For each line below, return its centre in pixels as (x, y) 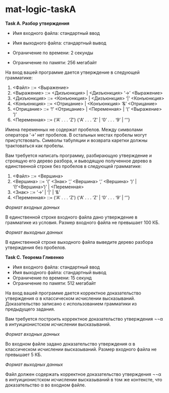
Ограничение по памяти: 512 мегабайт (54, 283)
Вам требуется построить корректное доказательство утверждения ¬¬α (84, 319)
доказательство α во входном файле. (46, 385)
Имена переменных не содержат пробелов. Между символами (74, 129)
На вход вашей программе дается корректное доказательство (73, 293)
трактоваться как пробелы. (35, 146)
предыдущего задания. (30, 309)
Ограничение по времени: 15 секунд (52, 278)
